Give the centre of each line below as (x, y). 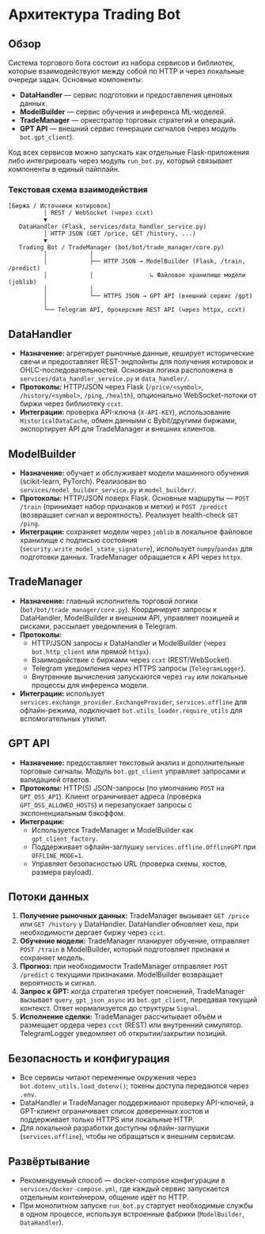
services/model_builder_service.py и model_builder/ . (108, 489)
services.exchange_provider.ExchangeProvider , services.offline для (133, 701)
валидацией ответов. (55, 779)
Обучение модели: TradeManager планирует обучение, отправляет (135, 941)
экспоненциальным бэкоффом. (72, 813)
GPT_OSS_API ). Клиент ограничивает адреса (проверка (110, 796)
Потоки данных (49, 896)
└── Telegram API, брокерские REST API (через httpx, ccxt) (144, 310)
